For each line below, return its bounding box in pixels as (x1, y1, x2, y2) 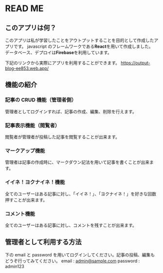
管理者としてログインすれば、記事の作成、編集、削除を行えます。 (5, 108, 137, 115)
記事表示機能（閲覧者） (5, 122, 60, 129)
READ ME (5, 3, 44, 14)
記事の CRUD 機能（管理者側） (5, 97, 77, 103)
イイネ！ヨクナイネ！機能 (5, 179, 65, 186)
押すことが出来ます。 (5, 197, 48, 203)
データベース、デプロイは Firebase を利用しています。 (5, 50, 112, 55)
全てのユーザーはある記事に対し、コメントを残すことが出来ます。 (5, 222, 137, 228)
